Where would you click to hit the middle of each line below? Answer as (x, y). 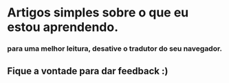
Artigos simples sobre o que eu (98, 13)
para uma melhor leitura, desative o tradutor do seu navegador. (115, 49)
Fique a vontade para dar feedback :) (88, 71)
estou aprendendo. (63, 27)
